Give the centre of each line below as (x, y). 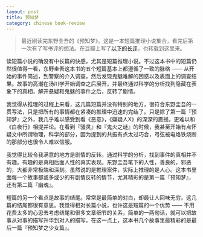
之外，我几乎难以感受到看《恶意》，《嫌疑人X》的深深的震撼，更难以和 (108, 119)
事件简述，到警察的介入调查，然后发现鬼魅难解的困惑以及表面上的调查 (104, 77)
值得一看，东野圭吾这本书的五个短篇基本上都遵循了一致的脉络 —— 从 (103, 69)
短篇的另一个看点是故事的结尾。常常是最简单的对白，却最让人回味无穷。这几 (101, 198)
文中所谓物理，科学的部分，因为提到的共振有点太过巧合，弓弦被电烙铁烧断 (104, 134)
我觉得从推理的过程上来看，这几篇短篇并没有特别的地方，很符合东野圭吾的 (99, 104)
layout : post (23, 12)
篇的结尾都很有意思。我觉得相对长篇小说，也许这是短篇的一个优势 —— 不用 (100, 205)
